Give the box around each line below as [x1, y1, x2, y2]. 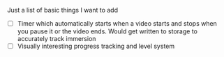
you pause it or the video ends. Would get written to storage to [17, 27, 197, 35]
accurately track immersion [17, 35, 96, 43]
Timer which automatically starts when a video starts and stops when [17, 19, 218, 27]
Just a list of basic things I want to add [7, 6, 119, 14]
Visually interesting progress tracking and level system [17, 42, 175, 51]
